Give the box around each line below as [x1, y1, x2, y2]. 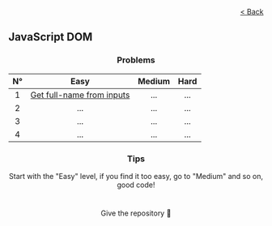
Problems [117, 54, 155, 66]
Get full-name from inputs [30, 89, 130, 100]
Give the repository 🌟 [100, 208, 172, 218]
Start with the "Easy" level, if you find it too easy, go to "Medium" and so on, [9, 171, 263, 181]
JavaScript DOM [8, 30, 93, 44]
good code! [117, 180, 155, 190]
